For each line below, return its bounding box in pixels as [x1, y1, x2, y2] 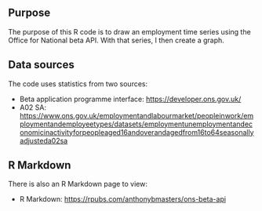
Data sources [8, 58, 75, 71]
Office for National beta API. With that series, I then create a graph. [8, 35, 225, 45]
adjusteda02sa [19, 136, 68, 145]
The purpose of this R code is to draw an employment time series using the [8, 27, 251, 36]
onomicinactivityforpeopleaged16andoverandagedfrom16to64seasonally [19, 127, 254, 136]
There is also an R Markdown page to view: [8, 180, 147, 189]
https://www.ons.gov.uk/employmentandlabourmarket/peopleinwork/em [19, 111, 254, 120]
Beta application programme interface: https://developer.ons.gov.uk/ [19, 94, 242, 104]
